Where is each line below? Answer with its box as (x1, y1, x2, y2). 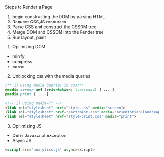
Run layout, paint (12, 34, 46, 40)
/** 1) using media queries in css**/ (5, 83, 84, 88)
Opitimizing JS (12, 123, 41, 129)
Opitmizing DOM (12, 44, 46, 49)
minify (12, 53, 25, 59)
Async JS (12, 138, 32, 144)
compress (12, 59, 33, 64)
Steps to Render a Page (5, 4, 53, 10)
